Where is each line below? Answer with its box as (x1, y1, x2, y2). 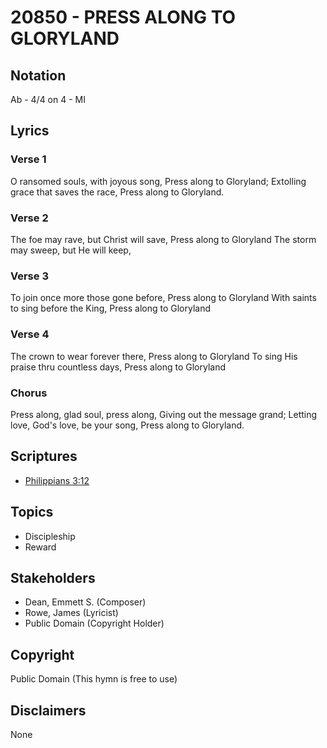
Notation (10, 67, 67, 84)
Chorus (10, 386, 48, 400)
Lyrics (10, 122, 50, 140)
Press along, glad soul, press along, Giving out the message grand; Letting (10, 408, 318, 420)
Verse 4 (10, 327, 50, 341)
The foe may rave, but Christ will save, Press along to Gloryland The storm (10, 233, 317, 245)
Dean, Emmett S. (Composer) (24, 596, 147, 608)
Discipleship (24, 530, 76, 542)
